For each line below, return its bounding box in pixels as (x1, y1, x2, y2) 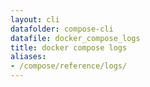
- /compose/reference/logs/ (10, 61, 128, 71)
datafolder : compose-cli (10, 24, 114, 34)
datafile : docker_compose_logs (10, 33, 141, 43)
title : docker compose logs (10, 42, 128, 53)
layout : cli (10, 14, 60, 25)
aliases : (10, 52, 47, 62)
